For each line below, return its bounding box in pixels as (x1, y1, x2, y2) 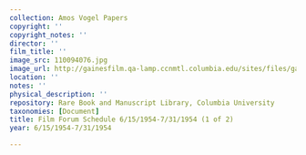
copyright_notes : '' (9, 30, 88, 39)
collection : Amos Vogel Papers (9, 13, 128, 23)
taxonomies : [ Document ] (9, 107, 100, 116)
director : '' (9, 38, 59, 48)
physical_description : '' (9, 89, 107, 98)
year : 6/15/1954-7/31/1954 (9, 124, 112, 133)
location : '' (9, 73, 59, 82)
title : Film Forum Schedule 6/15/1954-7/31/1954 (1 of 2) (9, 115, 234, 124)
